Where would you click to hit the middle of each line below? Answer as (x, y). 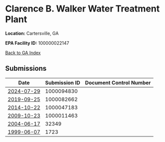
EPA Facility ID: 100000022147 (37, 43)
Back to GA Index (23, 53)
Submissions (26, 68)
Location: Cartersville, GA (32, 33)
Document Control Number (118, 82)
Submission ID (62, 82)
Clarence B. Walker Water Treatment (82, 9)
